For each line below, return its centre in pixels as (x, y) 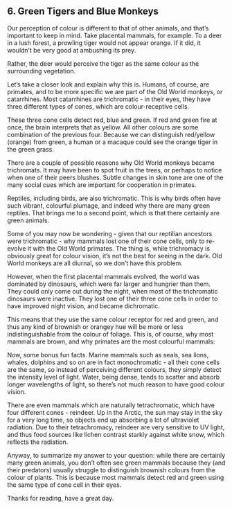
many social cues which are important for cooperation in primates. (102, 185)
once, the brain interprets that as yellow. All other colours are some (103, 127)
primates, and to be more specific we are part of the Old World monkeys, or (115, 91)
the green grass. (30, 149)
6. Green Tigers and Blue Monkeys (83, 11)
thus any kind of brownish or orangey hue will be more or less (95, 327)
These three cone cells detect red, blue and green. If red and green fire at (112, 120)
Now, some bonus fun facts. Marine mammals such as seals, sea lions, (108, 355)
